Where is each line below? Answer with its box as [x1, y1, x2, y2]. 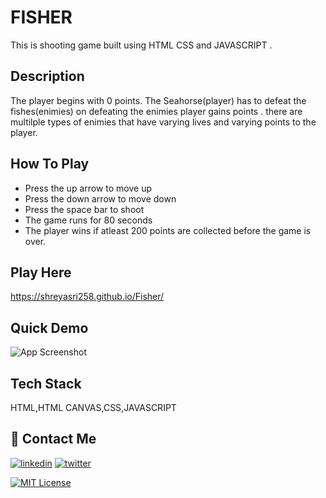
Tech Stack [10, 375, 82, 392]
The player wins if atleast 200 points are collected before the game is [24, 224, 312, 236]
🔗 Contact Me [10, 431, 97, 448]
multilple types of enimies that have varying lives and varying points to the [10, 116, 317, 128]
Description [10, 68, 85, 85]
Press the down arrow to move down [24, 192, 177, 205]
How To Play [10, 156, 90, 173]
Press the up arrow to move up [24, 182, 153, 194]
